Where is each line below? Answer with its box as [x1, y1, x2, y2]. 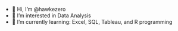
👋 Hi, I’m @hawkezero [11, 6, 66, 13]
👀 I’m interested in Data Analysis [11, 12, 91, 19]
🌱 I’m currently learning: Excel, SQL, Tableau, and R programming [11, 18, 173, 25]
